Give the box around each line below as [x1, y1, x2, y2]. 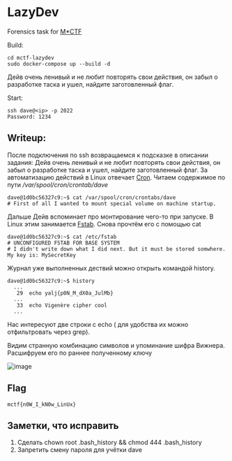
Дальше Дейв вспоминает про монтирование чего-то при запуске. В [7, 212, 214, 221]
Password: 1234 [7, 113, 52, 120]
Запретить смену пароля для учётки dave [17, 446, 143, 454]
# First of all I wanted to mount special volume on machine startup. [7, 200, 217, 207]
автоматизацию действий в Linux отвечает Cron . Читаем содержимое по [7, 173, 226, 182]
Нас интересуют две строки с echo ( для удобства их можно [7, 320, 189, 328]
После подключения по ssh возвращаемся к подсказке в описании [7, 151, 209, 159]
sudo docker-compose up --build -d [7, 60, 111, 67]
